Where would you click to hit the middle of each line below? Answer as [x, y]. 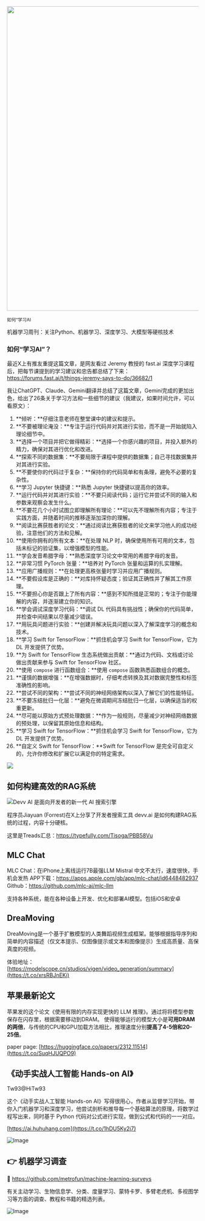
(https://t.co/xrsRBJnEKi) [38, 975]
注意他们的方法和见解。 [56, 533]
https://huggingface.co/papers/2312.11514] [94, 1046]
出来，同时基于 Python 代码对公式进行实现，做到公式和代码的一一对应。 [108, 1116]
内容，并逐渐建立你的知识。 [61, 602]
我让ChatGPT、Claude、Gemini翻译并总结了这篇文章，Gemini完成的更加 [98, 391]
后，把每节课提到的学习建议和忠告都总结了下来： [68, 371]
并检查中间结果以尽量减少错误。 [56, 617]
